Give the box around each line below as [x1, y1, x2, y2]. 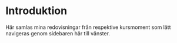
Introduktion [5, 4, 68, 18]
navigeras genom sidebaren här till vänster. [5, 29, 110, 37]
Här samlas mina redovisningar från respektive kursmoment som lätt [5, 24, 171, 31]
